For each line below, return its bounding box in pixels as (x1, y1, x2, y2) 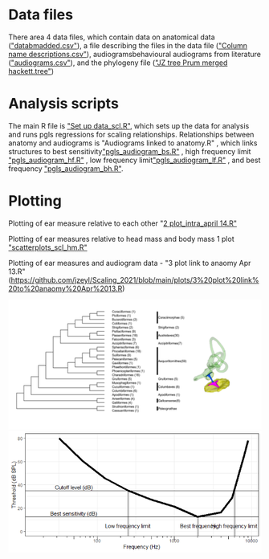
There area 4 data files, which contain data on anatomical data (8, 32, 215, 42)
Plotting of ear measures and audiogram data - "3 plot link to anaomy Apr (8, 258, 251, 267)
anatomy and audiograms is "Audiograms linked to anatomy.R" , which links (8, 138, 258, 148)
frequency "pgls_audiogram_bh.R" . (8, 163, 124, 173)
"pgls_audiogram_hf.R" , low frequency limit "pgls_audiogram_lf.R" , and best (8, 155, 261, 165)
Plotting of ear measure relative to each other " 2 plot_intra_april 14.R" (8, 218, 238, 228)
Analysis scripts (8, 95, 119, 113)
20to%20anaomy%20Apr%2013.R (8, 284, 123, 293)
